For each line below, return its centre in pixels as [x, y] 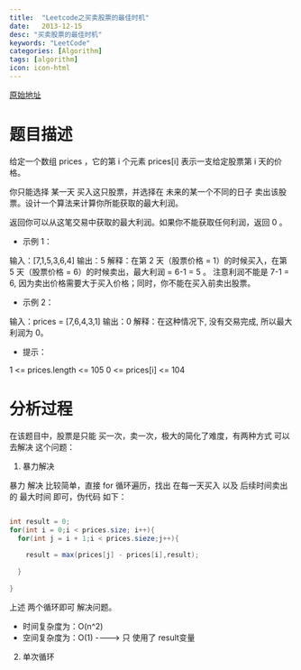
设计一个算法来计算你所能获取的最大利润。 [104, 203]
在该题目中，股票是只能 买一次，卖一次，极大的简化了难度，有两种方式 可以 [150, 436]
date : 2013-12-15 [46, 26]
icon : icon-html [40, 69]
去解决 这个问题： [42, 446]
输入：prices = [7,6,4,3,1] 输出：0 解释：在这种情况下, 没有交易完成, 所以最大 [151, 321]
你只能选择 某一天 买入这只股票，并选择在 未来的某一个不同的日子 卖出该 [144, 191]
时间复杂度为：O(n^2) [63, 626]
